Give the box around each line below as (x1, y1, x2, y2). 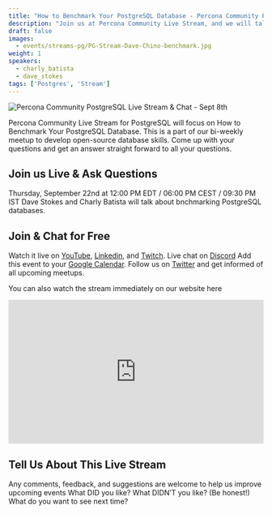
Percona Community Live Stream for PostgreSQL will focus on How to (8, 118, 241, 127)
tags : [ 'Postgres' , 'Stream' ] (8, 79, 111, 88)
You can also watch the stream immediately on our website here (8, 284, 223, 293)
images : (8, 34, 35, 43)
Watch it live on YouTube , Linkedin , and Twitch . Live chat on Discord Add (8, 251, 252, 260)
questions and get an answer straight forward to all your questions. (8, 143, 232, 153)
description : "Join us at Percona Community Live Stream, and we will (8, 19, 252, 28)
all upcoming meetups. (8, 268, 85, 278)
